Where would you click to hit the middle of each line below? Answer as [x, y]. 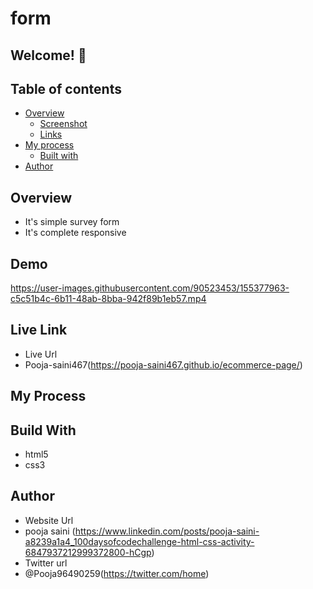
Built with [59, 156]
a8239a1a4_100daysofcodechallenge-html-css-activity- [139, 541]
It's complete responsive [75, 233]
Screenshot [63, 124]
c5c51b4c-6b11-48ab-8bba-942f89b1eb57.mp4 [108, 299]
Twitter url [46, 563]
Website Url [49, 520]
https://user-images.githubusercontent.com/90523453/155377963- [150, 288]
